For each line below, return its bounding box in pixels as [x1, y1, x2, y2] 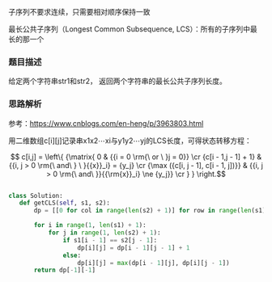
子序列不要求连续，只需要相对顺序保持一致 [8, 7, 151, 16]
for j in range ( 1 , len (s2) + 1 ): [48, 229, 161, 237]
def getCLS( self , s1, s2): [19, 199, 111, 208]
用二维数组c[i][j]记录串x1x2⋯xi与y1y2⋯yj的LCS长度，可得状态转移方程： [8, 136, 253, 145]
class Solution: [8, 192, 63, 200]
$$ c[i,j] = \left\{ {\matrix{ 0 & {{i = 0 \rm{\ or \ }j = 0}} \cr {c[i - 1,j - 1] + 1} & [10, 152, 262, 162]
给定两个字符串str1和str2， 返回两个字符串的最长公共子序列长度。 [8, 76, 227, 86]
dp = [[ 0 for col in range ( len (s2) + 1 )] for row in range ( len [33, 207, 252, 215]
